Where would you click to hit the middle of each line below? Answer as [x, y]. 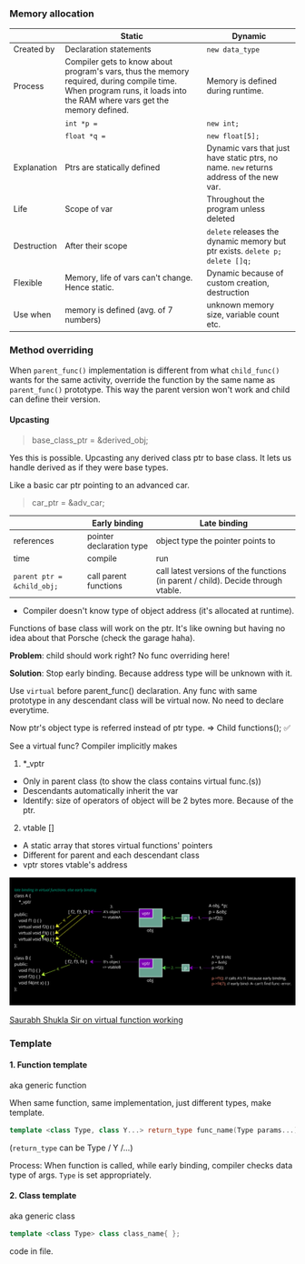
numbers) [83, 319]
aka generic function [48, 1085]
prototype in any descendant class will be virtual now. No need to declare [147, 700]
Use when [32, 315]
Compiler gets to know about [119, 62]
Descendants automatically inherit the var [100, 790]
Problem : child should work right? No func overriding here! [119, 655]
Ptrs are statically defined [113, 167]
